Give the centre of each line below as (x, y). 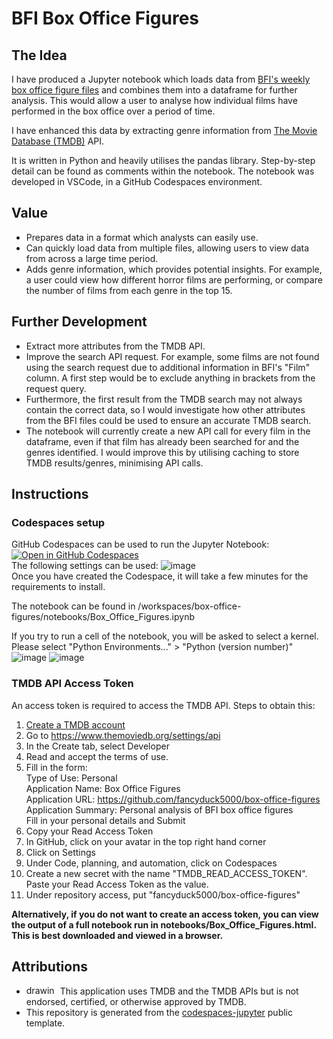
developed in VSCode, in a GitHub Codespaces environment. (137, 181)
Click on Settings (60, 852)
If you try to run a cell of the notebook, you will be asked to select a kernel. (165, 636)
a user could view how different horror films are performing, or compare (174, 279)
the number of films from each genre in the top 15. (129, 290)
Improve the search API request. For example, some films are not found (172, 356)
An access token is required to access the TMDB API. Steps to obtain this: (163, 705)
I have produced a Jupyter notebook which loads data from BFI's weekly (161, 79)
